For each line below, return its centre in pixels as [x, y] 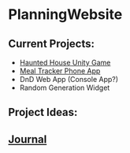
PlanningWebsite [65, 15]
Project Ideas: [43, 112]
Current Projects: [51, 44]
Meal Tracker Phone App [60, 71]
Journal [28, 139]
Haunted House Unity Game [65, 62]
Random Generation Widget [65, 88]
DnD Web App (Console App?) [69, 79]
